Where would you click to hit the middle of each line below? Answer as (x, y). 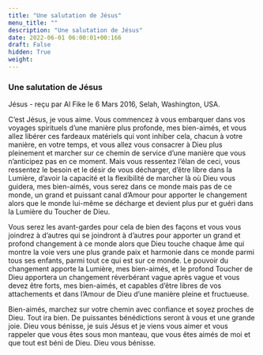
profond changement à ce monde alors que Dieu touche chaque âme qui (126, 244)
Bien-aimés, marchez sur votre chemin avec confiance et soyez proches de (131, 309)
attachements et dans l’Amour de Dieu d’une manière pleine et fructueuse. (129, 294)
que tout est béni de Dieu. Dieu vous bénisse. (82, 343)
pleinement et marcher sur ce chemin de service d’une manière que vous (127, 153)
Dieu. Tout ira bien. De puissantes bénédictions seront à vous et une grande (131, 318)
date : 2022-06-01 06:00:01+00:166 (65, 37)
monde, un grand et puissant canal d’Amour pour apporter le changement (128, 195)
